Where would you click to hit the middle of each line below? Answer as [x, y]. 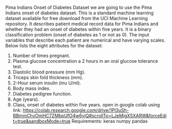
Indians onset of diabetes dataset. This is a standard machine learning [80, 13]
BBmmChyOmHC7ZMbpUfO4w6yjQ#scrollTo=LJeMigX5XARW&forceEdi [90, 116]
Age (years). [26, 99]
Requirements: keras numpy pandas [110, 121]
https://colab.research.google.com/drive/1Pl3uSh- [76, 110]
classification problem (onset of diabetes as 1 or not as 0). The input [77, 35]
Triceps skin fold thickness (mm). [48, 77]
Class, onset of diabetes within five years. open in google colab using [86, 105]
